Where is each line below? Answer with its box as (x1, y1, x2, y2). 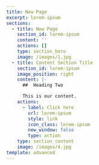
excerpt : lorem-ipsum (6, 15, 61, 21)
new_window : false (28, 127, 74, 133)
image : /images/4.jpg (17, 144, 71, 150)
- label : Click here (22, 104, 74, 110)
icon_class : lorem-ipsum (28, 121, 91, 127)
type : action (28, 133, 61, 139)
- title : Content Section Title (11, 59, 94, 66)
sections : (6, 20, 31, 26)
